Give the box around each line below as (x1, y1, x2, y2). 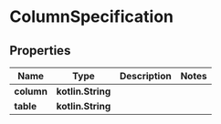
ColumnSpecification (9, 6, 174, 27)
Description (119, 70, 172, 82)
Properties (9, 43, 71, 58)
